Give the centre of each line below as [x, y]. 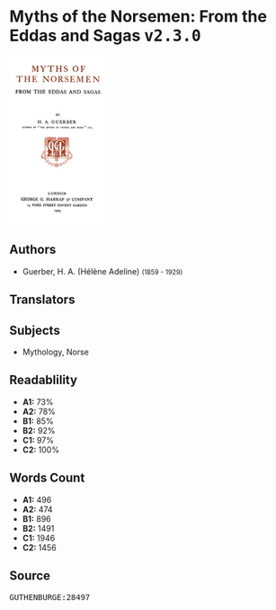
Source [30, 575]
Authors [33, 250]
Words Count [47, 478]
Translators [42, 300]
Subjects [35, 330]
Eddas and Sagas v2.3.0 [105, 36]
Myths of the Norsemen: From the [138, 17]
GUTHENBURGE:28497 [50, 597]
